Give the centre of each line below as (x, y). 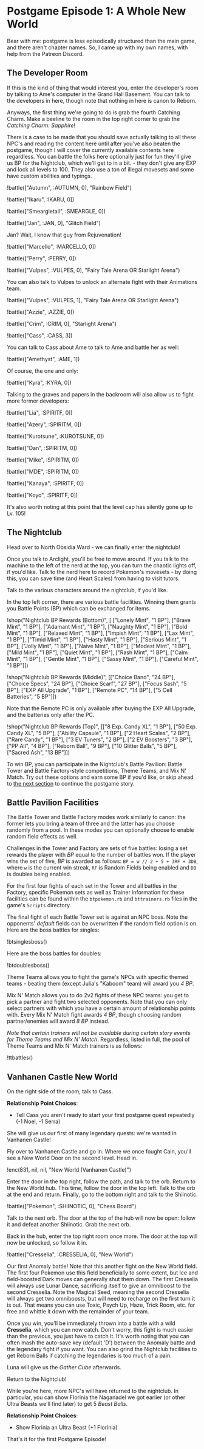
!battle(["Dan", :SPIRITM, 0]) (42, 448)
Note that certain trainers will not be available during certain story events (99, 1033)
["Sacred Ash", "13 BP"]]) (39, 752)
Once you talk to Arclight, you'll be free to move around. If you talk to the (98, 559)
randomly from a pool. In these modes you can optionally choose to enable (100, 830)
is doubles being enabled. (39, 874)
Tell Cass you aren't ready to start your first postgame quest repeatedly (105, 1115)
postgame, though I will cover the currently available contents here (90, 150)
